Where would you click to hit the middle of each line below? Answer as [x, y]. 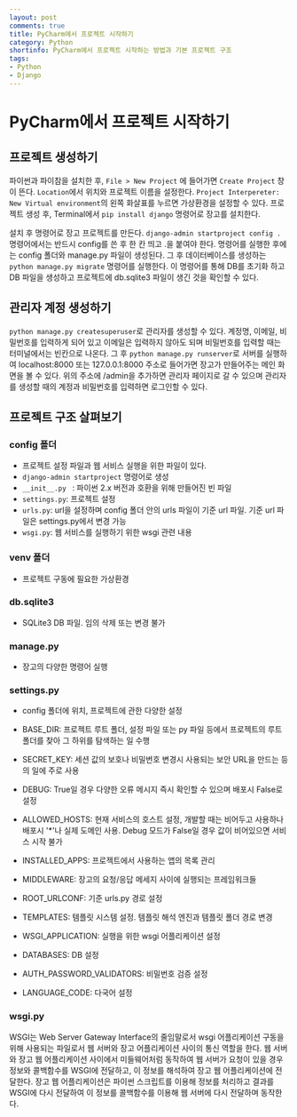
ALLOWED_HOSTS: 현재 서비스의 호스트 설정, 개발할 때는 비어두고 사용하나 [152, 819]
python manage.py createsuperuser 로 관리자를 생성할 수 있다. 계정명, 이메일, [143, 331]
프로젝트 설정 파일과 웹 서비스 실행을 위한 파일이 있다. [114, 466]
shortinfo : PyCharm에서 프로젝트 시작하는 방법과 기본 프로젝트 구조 [121, 51]
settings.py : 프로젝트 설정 [69, 499]
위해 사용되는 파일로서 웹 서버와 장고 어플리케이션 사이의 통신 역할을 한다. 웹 [141, 1048]
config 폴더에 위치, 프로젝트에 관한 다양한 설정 [102, 711]
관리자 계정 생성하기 [60, 308]
